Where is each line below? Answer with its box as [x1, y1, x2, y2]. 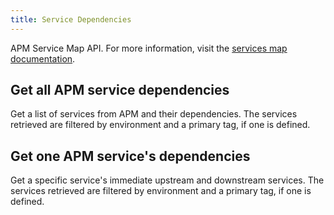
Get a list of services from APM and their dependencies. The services [10, 108, 298, 120]
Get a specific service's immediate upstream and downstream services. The [10, 174, 325, 186]
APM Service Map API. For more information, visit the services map [10, 42, 288, 54]
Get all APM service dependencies [10, 82, 230, 99]
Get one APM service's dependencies [10, 147, 251, 165]
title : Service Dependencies [10, 14, 132, 25]
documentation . [10, 52, 76, 65]
